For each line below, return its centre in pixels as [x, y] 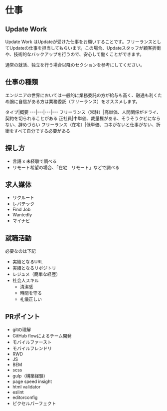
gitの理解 [22, 330]
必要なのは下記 [20, 251]
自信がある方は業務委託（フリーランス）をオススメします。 [79, 101]
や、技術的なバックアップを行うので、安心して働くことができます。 [75, 54]
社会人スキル [25, 280]
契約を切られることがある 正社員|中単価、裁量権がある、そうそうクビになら [83, 118]
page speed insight [32, 381]
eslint [18, 392]
